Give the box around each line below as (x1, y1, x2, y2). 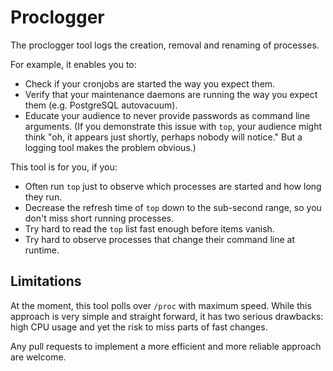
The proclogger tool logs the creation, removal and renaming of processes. (10, 39, 320, 51)
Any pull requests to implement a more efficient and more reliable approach (10, 340, 322, 352)
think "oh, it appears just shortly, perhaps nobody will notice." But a (24, 131, 303, 143)
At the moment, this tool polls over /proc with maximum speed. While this (10, 299, 312, 311)
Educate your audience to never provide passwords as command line (24, 109, 311, 121)
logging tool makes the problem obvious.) (24, 141, 197, 153)
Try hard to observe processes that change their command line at (24, 233, 296, 245)
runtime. (24, 244, 60, 256)
